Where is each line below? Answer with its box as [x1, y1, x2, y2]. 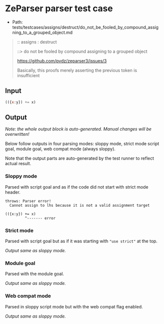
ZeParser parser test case [5, 3, 113, 14]
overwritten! [5, 131, 29, 137]
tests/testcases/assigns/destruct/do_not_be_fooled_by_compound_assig [12, 24, 159, 30]
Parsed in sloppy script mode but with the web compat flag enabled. [5, 303, 143, 309]
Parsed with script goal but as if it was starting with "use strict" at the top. [5, 238, 158, 244]
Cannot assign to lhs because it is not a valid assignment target [9, 203, 150, 208]
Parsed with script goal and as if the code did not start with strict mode [5, 184, 148, 190]
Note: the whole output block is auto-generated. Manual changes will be [5, 126, 152, 132]
